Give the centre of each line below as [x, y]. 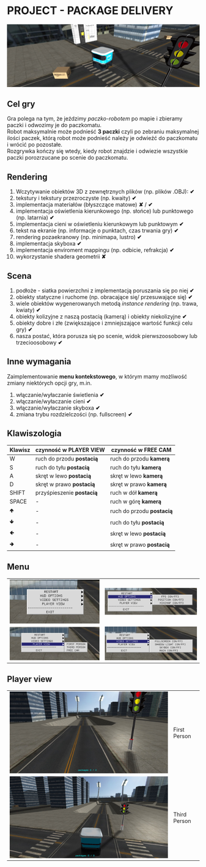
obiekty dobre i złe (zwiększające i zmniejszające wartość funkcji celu [104, 323]
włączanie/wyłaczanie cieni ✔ [53, 401]
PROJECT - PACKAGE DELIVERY [90, 11]
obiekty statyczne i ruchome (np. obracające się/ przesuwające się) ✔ [104, 297]
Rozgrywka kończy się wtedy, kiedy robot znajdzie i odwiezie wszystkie [97, 151]
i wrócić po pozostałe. [35, 145]
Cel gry [21, 104]
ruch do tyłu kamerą [135, 467]
